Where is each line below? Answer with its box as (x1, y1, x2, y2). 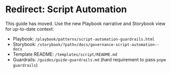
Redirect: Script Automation (5, 4, 127, 15)
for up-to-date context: (5, 26, 54, 32)
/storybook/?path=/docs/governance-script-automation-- (37, 42, 160, 47)
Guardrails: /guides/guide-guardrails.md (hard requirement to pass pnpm (12, 56, 166, 62)
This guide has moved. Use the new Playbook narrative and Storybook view (5, 20, 166, 27)
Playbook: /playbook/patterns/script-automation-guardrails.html (12, 36, 155, 42)
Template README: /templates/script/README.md (12, 51, 118, 57)
